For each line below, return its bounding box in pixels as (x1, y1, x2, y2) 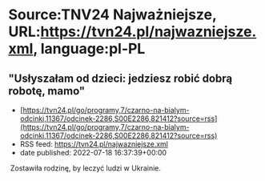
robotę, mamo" (8, 84, 86, 98)
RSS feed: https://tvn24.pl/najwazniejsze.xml (19, 139, 169, 149)
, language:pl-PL (33, 40, 146, 58)
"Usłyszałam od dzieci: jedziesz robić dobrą (8, 71, 233, 85)
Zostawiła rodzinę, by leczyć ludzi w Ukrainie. (10, 163, 162, 173)
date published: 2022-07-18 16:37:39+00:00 (19, 148, 167, 157)
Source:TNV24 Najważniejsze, (8, 6, 217, 24)
